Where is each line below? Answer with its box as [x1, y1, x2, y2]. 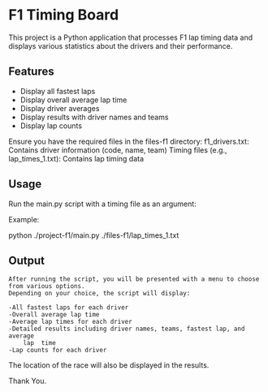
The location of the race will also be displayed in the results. [8, 360, 210, 370]
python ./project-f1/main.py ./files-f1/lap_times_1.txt [8, 230, 179, 240]
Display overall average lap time [19, 95, 128, 105]
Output [8, 253, 45, 267]
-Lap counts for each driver [8, 347, 107, 355]
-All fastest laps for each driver [8, 304, 129, 312]
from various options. [8, 282, 85, 291]
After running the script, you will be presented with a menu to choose [8, 275, 260, 283]
